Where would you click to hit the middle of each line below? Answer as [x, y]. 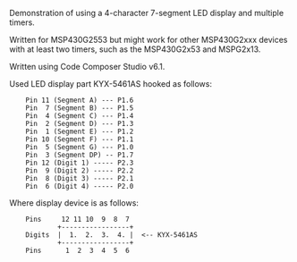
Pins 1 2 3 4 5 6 [77, 250]
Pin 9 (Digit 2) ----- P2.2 [80, 171]
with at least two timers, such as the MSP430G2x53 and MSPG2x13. [135, 49]
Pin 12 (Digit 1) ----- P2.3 [80, 163]
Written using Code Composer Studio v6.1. [87, 67]
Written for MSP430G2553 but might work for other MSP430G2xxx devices [148, 40]
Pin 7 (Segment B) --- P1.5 [80, 108]
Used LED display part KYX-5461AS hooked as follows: [111, 84]
